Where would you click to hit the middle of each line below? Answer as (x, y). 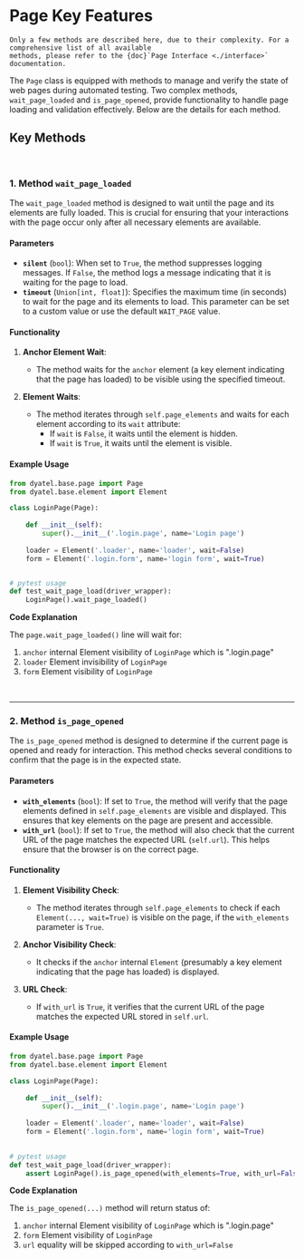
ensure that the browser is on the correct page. (110, 849)
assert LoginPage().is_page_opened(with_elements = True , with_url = (153, 1173)
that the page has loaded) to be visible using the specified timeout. (161, 379)
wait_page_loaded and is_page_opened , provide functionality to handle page (149, 100)
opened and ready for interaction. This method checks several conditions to (151, 751)
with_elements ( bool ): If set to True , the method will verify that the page (155, 801)
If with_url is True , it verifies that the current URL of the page (150, 1006)
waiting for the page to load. (75, 283)
